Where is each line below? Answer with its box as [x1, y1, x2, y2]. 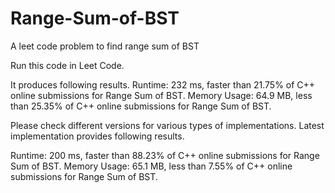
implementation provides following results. [10, 130, 185, 142]
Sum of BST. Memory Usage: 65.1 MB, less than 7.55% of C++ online [10, 160, 293, 172]
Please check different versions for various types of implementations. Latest [10, 119, 325, 131]
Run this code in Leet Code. [10, 59, 125, 71]
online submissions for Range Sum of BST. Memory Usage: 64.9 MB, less [10, 89, 313, 101]
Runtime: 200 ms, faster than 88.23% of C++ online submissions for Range [10, 149, 320, 161]
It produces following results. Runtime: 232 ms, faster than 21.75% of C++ [10, 78, 316, 91]
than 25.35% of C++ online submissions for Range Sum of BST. [10, 100, 272, 112]
